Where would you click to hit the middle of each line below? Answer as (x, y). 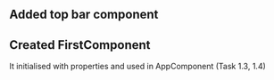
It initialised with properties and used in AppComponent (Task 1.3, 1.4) (137, 67)
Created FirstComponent (80, 45)
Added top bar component (84, 15)
